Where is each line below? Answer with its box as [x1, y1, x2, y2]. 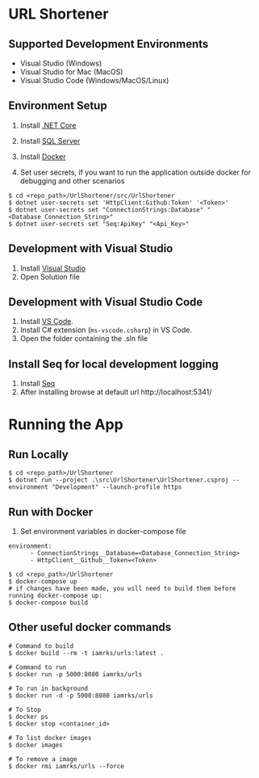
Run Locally [8, 448, 69, 461]
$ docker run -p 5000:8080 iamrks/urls [8, 670, 143, 679]
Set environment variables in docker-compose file [19, 527, 187, 536]
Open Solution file [19, 271, 81, 281]
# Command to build [8, 641, 74, 650]
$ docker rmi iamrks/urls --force [8, 762, 125, 770]
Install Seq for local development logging [8, 357, 219, 371]
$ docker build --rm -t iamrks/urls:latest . [8, 649, 164, 657]
